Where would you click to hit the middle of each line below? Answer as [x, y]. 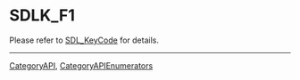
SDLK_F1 [42, 16]
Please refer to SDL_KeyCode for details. [84, 40]
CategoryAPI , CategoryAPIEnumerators [81, 65]
